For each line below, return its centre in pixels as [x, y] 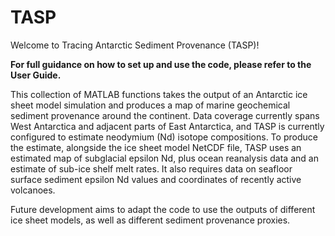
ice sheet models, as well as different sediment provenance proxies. [150, 220]
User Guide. [36, 75]
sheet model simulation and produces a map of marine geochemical [150, 105]
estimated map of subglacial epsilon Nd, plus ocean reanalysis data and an [164, 158]
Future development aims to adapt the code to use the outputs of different [163, 209]
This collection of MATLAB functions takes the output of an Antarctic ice [159, 94]
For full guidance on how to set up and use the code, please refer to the [161, 64]
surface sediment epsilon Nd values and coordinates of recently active [156, 179]
